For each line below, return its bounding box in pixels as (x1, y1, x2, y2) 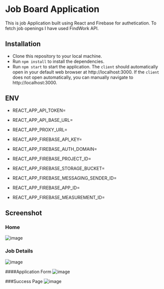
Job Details (5, 248, 33, 255)
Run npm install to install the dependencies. (12, 58, 105, 64)
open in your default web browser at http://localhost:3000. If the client (12, 69, 160, 75)
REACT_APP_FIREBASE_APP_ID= (12, 185, 80, 191)
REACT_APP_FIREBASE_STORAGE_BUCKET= (12, 165, 105, 171)
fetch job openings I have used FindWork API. (5, 25, 99, 31)
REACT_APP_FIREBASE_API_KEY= (12, 136, 82, 142)
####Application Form (5, 269, 51, 275)
